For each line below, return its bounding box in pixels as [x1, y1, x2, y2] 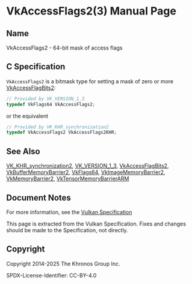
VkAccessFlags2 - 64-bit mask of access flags [6, 44, 123, 51]
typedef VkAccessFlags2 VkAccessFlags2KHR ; [6, 130, 117, 136]
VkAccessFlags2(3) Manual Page [6, 4, 176, 18]
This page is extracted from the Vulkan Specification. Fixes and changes [6, 220, 187, 227]
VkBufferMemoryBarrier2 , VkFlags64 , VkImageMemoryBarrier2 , [6, 169, 166, 176]
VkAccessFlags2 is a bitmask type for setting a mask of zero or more [6, 77, 173, 85]
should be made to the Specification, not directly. [6, 226, 128, 233]
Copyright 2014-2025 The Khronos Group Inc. [6, 260, 120, 267]
